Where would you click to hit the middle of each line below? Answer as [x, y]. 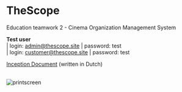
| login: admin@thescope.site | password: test [64, 46]
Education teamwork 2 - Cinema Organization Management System [91, 27]
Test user [19, 39]
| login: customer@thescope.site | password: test [68, 52]
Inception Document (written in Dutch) [54, 64]
